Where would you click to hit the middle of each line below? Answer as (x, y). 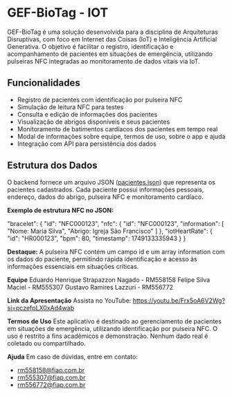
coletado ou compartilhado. (47, 343)
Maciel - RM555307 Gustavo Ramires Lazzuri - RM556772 (90, 287)
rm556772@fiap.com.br (51, 384)
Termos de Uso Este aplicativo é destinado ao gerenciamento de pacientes (114, 321)
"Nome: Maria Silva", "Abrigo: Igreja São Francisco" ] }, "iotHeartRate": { (110, 231)
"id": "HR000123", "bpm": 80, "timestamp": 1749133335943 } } (97, 238)
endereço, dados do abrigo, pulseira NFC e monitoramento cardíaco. (105, 197)
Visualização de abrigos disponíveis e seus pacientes (93, 122)
